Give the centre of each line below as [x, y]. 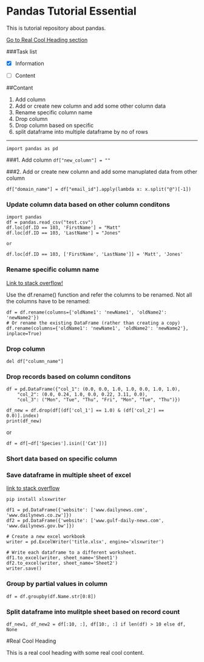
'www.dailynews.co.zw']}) [39, 515]
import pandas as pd [32, 149]
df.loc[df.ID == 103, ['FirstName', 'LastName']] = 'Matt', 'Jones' [95, 254]
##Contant [20, 88]
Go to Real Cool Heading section [47, 40]
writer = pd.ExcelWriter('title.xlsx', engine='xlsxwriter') [85, 542]
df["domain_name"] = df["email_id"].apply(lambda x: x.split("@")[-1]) [99, 190]
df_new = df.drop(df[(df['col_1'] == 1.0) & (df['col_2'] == [85, 411]
